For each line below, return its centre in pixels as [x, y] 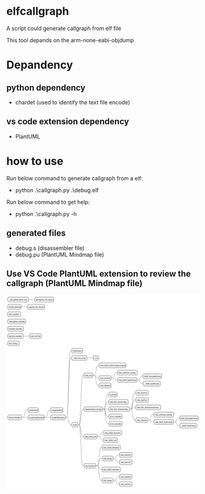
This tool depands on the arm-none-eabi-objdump [70, 40]
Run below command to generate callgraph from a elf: [75, 178]
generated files [36, 233]
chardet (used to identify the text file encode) [73, 102]
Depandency [40, 65]
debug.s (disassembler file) [50, 248]
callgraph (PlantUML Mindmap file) [75, 283]
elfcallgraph [38, 11]
